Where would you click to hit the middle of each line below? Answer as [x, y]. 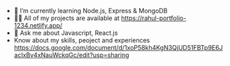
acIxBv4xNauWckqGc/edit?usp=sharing [71, 55]
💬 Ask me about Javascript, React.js [66, 33]
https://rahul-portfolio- [154, 18]
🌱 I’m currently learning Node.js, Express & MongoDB [91, 11]
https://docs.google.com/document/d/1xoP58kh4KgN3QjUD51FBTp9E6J [118, 48]
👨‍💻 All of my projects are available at [67, 18]
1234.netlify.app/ [38, 25]
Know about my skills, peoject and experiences [82, 40]
